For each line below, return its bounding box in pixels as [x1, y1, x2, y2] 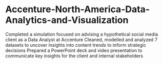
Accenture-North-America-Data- [5, 4, 150, 15]
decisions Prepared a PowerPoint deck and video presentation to [5, 47, 142, 53]
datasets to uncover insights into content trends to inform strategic [5, 42, 147, 48]
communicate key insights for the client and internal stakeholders [5, 52, 144, 59]
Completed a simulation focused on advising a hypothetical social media [5, 31, 158, 37]
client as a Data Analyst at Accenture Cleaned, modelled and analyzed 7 [5, 37, 158, 43]
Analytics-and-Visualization [5, 14, 129, 26]
